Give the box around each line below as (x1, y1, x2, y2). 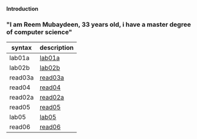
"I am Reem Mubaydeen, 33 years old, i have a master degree (6, 20, 192, 29)
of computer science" (6, 27, 72, 36)
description (39, 44, 74, 52)
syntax (11, 44, 32, 52)
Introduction (6, 5, 38, 12)
